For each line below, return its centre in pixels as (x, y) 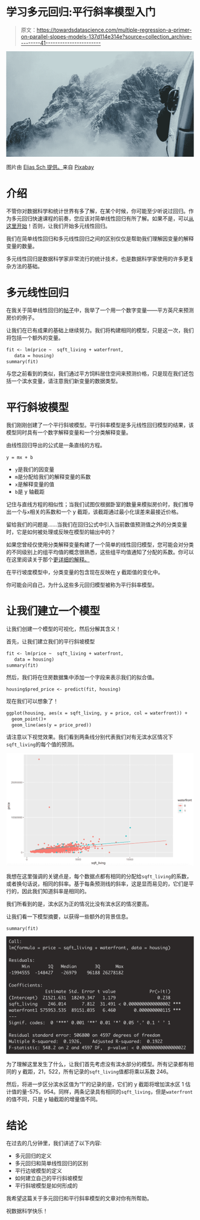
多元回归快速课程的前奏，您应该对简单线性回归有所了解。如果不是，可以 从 (102, 219)
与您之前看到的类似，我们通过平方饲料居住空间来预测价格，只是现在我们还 (97, 374)
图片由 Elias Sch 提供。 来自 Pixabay (50, 167)
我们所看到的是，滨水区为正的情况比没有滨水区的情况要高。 (79, 903)
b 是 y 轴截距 (29, 492)
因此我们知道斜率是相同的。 (56, 891)
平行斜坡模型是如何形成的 (46, 1186)
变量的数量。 (22, 246)
